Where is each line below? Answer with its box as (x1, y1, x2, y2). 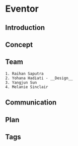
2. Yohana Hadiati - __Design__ (5, 76, 73, 81)
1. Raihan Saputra (5, 71, 44, 76)
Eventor (5, 3, 39, 15)
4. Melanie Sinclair (5, 84, 49, 89)
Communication (5, 98, 57, 107)
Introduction (5, 23, 45, 32)
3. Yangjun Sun (5, 80, 37, 85)
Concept (5, 40, 33, 49)
